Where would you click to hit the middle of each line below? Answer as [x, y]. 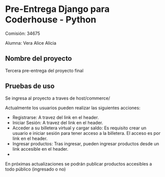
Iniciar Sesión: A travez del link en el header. [58, 122]
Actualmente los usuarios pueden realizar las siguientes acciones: [73, 108]
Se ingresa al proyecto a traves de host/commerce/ [58, 98]
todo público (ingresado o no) [36, 169]
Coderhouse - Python [51, 20]
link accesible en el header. [40, 149]
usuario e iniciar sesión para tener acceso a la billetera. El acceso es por [86, 133]
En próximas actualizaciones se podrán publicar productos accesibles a [79, 164]
